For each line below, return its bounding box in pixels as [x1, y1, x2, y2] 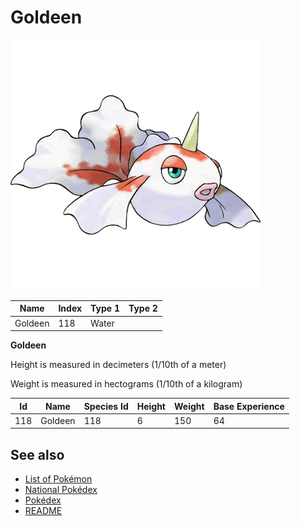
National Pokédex [24, 484, 98, 496]
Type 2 [128, 302, 158, 315]
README [24, 505, 63, 517]
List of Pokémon [24, 473, 93, 485]
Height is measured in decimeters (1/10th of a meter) [10, 359, 227, 371]
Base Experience [213, 400, 285, 412]
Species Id [83, 400, 129, 412]
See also [10, 446, 65, 463]
